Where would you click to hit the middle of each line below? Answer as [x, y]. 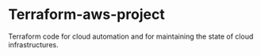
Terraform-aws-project [86, 15]
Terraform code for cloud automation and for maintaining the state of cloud [131, 36]
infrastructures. [33, 44]
